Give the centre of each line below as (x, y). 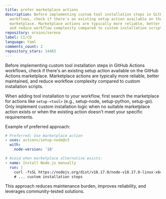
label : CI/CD (19, 38)
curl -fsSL (25, 172)
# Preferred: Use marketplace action (44, 136)
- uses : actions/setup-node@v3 (37, 140)
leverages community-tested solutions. (45, 192)
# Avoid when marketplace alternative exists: (54, 158)
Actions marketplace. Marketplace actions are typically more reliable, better (82, 76)
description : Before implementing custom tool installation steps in (78, 14)
